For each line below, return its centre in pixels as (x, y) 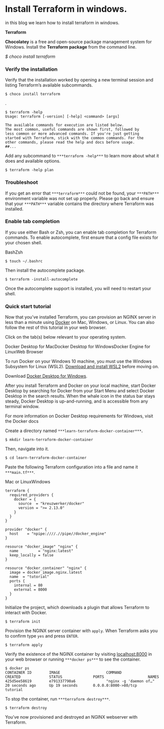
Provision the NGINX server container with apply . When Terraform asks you (82, 631)
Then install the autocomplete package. (45, 270)
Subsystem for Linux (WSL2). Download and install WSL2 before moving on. (82, 367)
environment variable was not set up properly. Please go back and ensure (80, 198)
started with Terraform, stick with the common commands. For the (74, 138)
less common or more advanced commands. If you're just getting (72, 134)
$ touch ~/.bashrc (24, 261)
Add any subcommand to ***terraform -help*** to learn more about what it (82, 156)
